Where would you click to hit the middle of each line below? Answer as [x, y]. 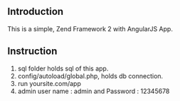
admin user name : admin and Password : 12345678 [94, 91]
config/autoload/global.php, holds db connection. [90, 76]
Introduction [36, 12]
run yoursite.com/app [49, 83]
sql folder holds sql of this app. [63, 68]
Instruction [32, 52]
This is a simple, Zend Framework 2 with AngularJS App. [90, 28]
